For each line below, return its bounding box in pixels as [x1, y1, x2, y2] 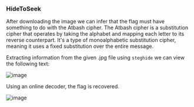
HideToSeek [6, 5, 41, 13]
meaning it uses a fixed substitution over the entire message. [6, 43, 154, 50]
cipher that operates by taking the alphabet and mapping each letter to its [6, 30, 185, 37]
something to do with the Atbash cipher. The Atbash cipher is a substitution [6, 24, 189, 31]
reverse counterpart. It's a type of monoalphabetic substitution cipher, [6, 37, 176, 44]
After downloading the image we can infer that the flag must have [6, 18, 165, 25]
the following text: [6, 60, 50, 67]
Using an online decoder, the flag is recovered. [6, 83, 119, 90]
